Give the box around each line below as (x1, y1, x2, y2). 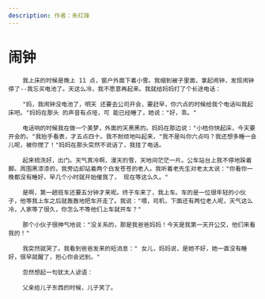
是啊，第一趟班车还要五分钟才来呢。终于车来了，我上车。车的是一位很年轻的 (22, 188, 235, 197)
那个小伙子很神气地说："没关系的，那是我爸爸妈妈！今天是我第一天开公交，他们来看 (22, 220, 256, 228)
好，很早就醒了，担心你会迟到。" (8, 253, 100, 261)
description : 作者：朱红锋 (8, 11, 90, 20)
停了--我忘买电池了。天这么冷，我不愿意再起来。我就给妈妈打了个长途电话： (8, 85, 221, 93)
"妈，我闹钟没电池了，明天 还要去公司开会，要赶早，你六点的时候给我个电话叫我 (22, 100, 248, 108)
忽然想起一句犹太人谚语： (22, 268, 93, 276)
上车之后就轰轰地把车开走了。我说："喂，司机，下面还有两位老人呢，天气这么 (37, 197, 253, 205)
